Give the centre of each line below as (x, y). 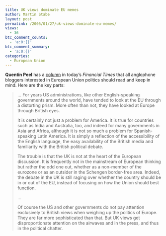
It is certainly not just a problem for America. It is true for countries (85, 120)
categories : (17, 56)
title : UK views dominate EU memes (42, 10)
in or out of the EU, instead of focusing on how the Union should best (88, 183)
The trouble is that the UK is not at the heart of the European (79, 157)
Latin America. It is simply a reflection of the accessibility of (98, 136)
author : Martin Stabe (28, 14)
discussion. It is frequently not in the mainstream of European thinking (89, 161)
